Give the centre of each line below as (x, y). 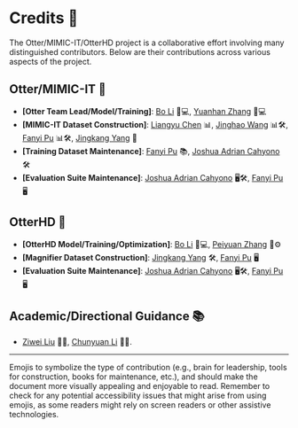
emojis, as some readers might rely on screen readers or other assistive (140, 405)
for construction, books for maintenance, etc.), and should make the (134, 377)
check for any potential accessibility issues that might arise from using (138, 396)
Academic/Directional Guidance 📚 (107, 316)
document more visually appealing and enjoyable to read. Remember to (140, 386)
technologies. (34, 415)
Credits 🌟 (44, 18)
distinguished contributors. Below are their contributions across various (140, 51)
